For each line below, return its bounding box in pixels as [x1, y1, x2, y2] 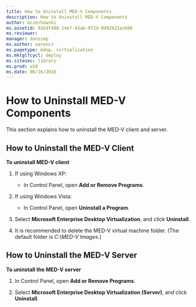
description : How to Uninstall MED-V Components [6, 14, 128, 20]
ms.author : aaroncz [6, 42, 54, 48]
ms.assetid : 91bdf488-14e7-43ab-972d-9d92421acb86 [6, 25, 133, 31]
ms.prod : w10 [6, 63, 38, 69]
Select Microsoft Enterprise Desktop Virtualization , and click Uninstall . [14, 216, 190, 222]
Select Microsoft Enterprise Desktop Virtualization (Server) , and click [14, 289, 187, 296]
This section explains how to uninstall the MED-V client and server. [6, 126, 168, 133]
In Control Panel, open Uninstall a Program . [23, 204, 130, 211]
